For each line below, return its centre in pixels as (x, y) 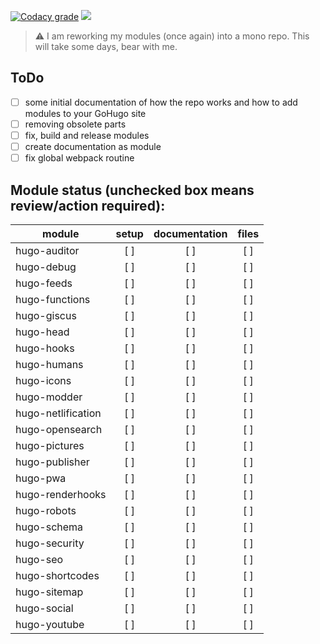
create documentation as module (93, 146)
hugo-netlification (58, 413)
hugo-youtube (50, 624)
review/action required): (88, 205)
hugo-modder (49, 397)
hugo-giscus (46, 315)
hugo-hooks (45, 348)
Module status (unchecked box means (132, 190)
